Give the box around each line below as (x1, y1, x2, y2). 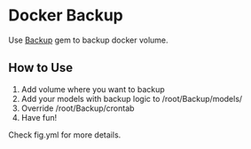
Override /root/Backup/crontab (20, 103, 135, 114)
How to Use (8, 60, 74, 75)
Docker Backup (8, 5, 123, 26)
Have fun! (20, 112, 58, 122)
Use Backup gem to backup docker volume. (8, 35, 169, 45)
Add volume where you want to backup (20, 83, 165, 94)
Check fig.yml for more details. (8, 129, 122, 140)
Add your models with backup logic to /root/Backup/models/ (20, 93, 243, 104)
